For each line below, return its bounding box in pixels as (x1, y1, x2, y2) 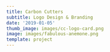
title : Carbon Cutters (6, 8, 63, 15)
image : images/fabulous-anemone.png (6, 31, 99, 37)
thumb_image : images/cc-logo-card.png (6, 25, 104, 32)
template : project (6, 36, 53, 42)
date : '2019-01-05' (6, 20, 56, 26)
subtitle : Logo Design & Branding (6, 14, 94, 20)
